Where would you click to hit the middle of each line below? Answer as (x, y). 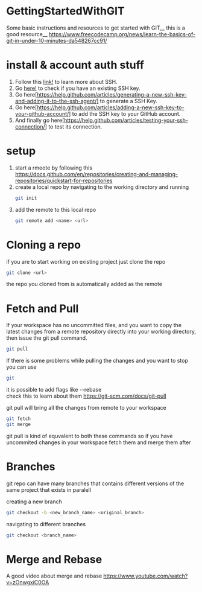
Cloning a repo (44, 245)
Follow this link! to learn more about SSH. (66, 81)
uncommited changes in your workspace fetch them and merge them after (99, 442)
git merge (19, 424)
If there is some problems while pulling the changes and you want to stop (97, 361)
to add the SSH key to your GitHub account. (126, 113)
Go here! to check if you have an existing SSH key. (77, 88)
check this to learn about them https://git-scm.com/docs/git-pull (86, 396)
